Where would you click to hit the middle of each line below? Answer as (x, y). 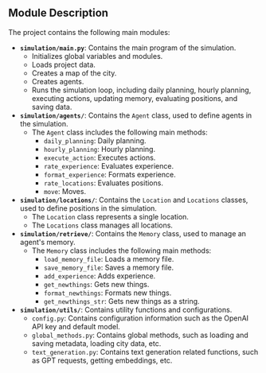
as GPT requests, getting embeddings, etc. (102, 360)
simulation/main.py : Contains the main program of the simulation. (128, 48)
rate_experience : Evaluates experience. (108, 165)
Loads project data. (63, 64)
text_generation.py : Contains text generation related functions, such (145, 352)
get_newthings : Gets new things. (96, 284)
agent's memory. (47, 242)
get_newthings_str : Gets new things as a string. (122, 301)
